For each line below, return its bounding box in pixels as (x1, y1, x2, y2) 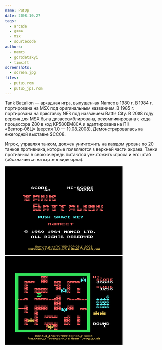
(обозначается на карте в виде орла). (5, 157, 84, 162)
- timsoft (9, 60, 29, 65)
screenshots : (5, 65, 32, 70)
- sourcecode (9, 39, 36, 44)
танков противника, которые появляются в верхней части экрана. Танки (5, 146, 158, 152)
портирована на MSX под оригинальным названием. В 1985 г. (5, 105, 135, 111)
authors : (5, 44, 23, 49)
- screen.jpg (9, 70, 36, 75)
